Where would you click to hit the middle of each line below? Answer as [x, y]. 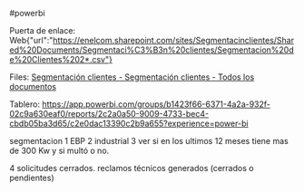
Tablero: [25, 104]
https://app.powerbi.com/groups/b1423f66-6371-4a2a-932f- [156, 104]
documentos [33, 86]
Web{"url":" [31, 40]
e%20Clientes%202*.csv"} [61, 59]
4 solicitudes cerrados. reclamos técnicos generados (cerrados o [132, 168]
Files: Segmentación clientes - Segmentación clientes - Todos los [132, 77]
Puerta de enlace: [42, 30]
